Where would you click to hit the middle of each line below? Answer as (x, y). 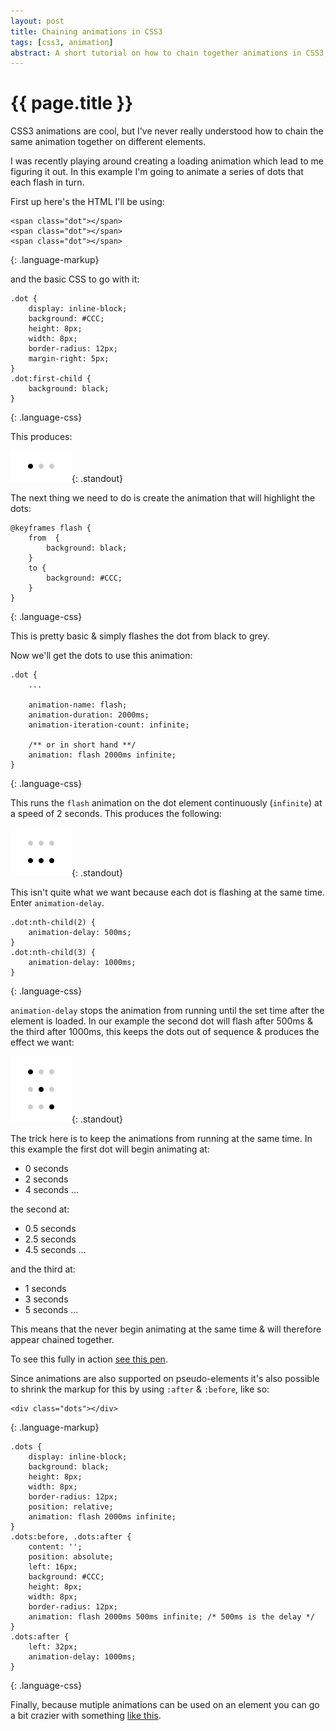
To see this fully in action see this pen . (89, 1359)
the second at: (40, 1209)
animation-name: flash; (78, 705)
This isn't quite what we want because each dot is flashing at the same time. (167, 892)
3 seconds (46, 1299)
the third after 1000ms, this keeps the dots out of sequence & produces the (165, 1032)
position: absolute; (71, 1557)
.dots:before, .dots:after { (71, 1537)
